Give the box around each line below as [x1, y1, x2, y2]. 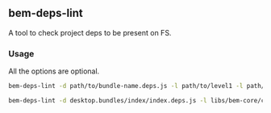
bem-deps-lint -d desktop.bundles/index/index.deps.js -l [8, 96, 207, 104]
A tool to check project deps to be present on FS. [8, 27, 172, 37]
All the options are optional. [8, 66, 100, 76]
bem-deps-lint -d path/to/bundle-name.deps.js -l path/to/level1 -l [8, 82, 244, 90]
